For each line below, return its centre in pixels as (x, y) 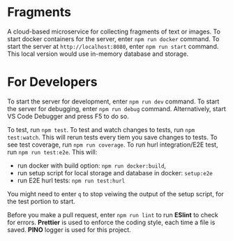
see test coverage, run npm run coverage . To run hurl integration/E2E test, (113, 145)
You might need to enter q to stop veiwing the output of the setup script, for (116, 193)
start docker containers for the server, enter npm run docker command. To (113, 38)
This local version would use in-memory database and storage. (98, 54)
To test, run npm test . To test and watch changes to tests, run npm (101, 129)
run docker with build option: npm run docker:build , (91, 166)
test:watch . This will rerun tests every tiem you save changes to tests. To (112, 137)
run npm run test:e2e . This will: (52, 152)
